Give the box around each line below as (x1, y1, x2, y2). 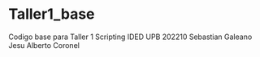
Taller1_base (8, 5, 95, 24)
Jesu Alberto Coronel (8, 40, 80, 50)
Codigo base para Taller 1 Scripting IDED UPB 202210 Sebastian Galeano (8, 32, 253, 42)
